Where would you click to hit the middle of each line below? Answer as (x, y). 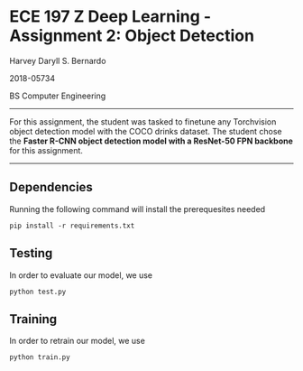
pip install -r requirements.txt (72, 226)
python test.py (38, 292)
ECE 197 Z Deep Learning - (110, 17)
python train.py (40, 357)
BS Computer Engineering (58, 96)
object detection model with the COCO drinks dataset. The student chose (146, 131)
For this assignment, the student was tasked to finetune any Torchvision (143, 121)
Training (33, 319)
